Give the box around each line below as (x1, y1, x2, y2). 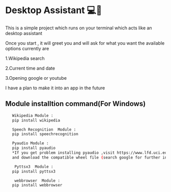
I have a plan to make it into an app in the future (5, 85, 105, 91)
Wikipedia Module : (12, 113, 53, 118)
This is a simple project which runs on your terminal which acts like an (5, 24, 152, 31)
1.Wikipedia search (5, 55, 45, 61)
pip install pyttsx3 (12, 169, 56, 174)
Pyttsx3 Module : (14, 164, 53, 169)
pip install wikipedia (12, 118, 60, 123)
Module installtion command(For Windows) (5, 100, 146, 108)
